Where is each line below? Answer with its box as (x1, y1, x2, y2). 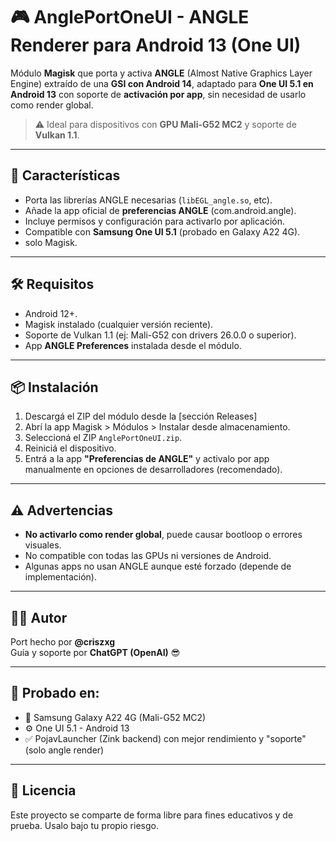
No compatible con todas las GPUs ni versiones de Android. (24, 550, 272, 562)
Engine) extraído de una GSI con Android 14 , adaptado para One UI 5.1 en (10, 77, 314, 89)
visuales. (24, 539, 62, 551)
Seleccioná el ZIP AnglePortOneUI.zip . (24, 432, 183, 444)
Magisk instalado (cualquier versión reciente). (24, 318, 214, 330)
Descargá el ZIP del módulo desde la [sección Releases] (24, 410, 258, 423)
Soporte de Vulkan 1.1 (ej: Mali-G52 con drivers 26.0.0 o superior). (24, 329, 297, 341)
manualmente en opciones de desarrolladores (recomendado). (24, 464, 283, 476)
